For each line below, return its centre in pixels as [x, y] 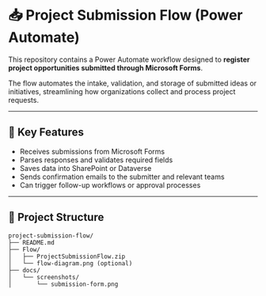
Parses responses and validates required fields [96, 160]
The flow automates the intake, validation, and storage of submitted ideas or [133, 83]
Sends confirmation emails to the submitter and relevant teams [122, 176]
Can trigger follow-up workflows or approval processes [110, 185]
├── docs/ [25, 270]
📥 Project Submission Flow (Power [125, 15]
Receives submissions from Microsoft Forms [92, 151]
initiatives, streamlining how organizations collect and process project [122, 91]
